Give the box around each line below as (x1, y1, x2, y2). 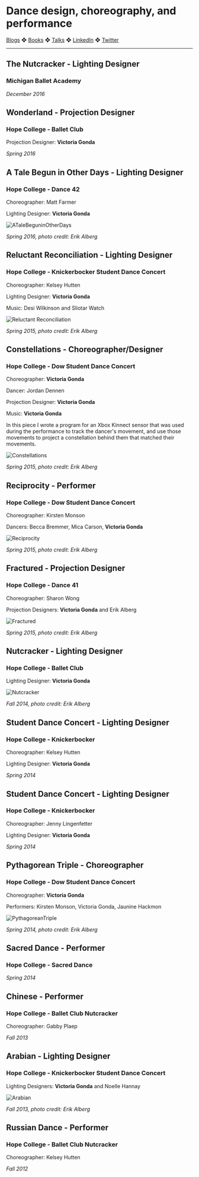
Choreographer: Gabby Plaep (6, 1022, 78, 1030)
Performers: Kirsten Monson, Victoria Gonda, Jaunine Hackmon (6, 903, 162, 910)
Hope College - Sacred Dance (6, 961, 93, 969)
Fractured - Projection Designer (6, 563, 126, 573)
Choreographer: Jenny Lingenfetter (6, 820, 93, 827)
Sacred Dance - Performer (6, 943, 105, 953)
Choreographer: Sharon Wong (6, 594, 80, 602)
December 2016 (6, 90, 46, 97)
